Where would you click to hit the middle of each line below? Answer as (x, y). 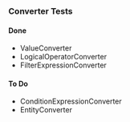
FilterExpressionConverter (63, 65)
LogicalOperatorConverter (63, 57)
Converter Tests (41, 11)
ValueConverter (46, 48)
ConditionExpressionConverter (71, 101)
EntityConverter (46, 110)
